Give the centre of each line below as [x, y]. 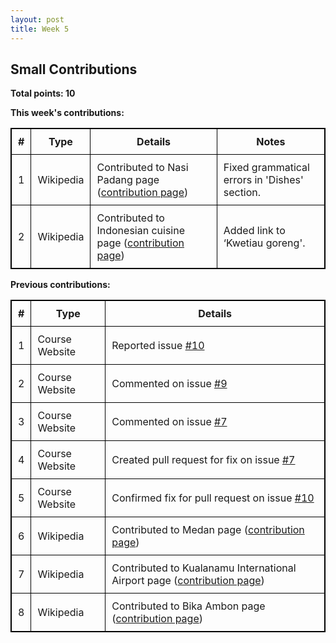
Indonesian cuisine [141, 231]
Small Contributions [74, 69]
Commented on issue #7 [169, 422]
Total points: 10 [43, 93]
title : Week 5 [40, 29]
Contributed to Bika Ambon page [188, 606]
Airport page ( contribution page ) [188, 581]
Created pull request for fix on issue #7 [203, 460]
